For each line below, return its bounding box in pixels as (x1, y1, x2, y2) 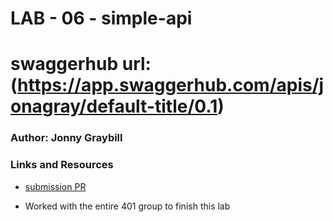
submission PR (24, 180, 87, 192)
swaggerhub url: (10, 53, 152, 76)
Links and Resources (10, 158, 114, 172)
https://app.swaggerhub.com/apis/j (17, 74, 325, 97)
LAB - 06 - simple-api (10, 7, 193, 30)
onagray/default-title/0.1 (10, 95, 218, 118)
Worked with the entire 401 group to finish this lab (24, 200, 231, 212)
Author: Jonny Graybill (10, 131, 123, 145)
